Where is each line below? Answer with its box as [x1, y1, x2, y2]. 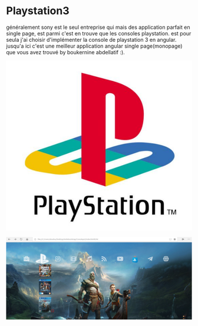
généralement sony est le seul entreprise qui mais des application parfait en [6, 24, 190, 31]
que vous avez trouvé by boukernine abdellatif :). [6, 48, 125, 55]
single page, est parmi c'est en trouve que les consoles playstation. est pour [6, 29, 192, 37]
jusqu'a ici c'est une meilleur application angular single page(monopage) [6, 42, 183, 50]
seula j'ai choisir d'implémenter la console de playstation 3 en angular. [6, 36, 177, 43]
